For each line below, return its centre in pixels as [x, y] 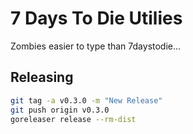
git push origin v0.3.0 [60, 110]
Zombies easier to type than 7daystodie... [96, 46]
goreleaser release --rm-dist [73, 119]
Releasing [42, 77]
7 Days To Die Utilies [96, 18]
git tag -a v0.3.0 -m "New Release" [86, 100]
